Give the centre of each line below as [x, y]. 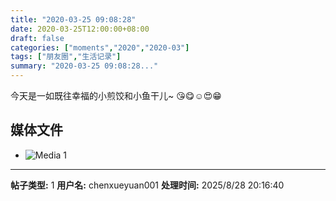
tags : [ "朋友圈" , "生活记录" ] [66, 57]
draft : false [37, 38]
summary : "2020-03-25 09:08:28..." [84, 66]
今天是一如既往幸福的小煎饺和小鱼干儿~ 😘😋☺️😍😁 [116, 95]
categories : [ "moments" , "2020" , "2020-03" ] [100, 47]
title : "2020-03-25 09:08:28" [73, 19]
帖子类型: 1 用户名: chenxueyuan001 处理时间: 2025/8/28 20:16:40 [147, 185]
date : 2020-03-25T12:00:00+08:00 [80, 29]
